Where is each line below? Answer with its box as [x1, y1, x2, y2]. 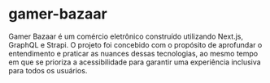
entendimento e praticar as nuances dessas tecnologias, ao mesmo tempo [8, 48, 259, 58]
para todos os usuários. [8, 65, 88, 75]
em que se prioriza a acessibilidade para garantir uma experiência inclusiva [8, 57, 262, 67]
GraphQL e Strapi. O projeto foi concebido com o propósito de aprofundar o [8, 39, 263, 49]
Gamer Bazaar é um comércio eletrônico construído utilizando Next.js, [8, 31, 244, 41]
